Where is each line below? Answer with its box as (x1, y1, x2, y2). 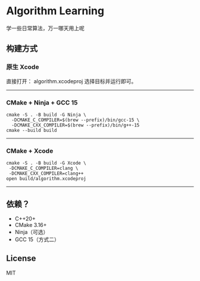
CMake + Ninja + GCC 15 (6, 98, 79, 106)
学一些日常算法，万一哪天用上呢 (6, 24, 85, 31)
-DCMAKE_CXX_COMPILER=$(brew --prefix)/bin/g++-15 (11, 122, 140, 128)
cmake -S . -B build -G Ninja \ (6, 112, 86, 118)
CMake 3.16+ (14, 222, 47, 229)
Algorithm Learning (6, 4, 105, 18)
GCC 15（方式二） (14, 236, 60, 243)
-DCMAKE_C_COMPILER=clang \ (8, 165, 79, 172)
